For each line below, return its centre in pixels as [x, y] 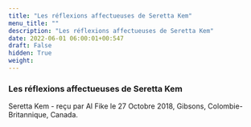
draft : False [30, 46]
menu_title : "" [34, 23]
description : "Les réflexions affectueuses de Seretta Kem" [111, 31]
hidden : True [30, 53]
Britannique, [29, 115]
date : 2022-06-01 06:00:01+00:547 [66, 38]
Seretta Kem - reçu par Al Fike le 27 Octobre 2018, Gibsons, [107, 106]
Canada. [64, 115]
